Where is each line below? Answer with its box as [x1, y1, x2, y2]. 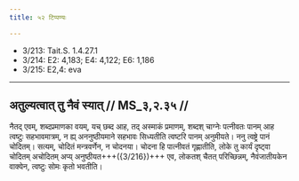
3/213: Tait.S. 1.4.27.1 [21, 45, 98, 56]
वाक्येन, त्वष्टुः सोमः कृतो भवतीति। [9, 161, 103, 172]
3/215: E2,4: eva [21, 64, 82, 75]
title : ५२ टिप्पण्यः [9, 12, 67, 22]
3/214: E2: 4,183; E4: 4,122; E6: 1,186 [21, 54, 155, 65]
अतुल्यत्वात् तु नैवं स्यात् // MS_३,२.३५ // [9, 98, 189, 114]
